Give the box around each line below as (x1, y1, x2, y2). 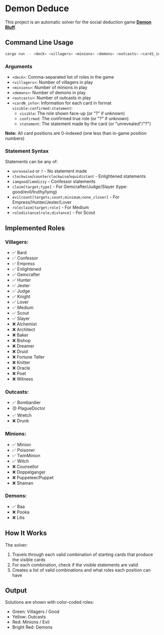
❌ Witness (12, 376, 33, 381)
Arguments (5, 63, 33, 70)
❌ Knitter (12, 360, 30, 365)
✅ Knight (12, 294, 31, 299)
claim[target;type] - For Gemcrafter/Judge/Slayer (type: (12, 184, 128, 190)
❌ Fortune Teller (12, 354, 45, 360)
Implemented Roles (5, 224, 65, 232)
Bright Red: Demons (12, 624, 53, 630)
